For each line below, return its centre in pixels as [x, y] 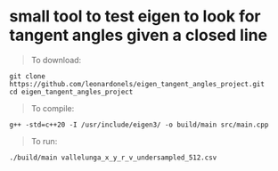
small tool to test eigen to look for [135, 16]
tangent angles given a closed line [139, 35]
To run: [44, 141]
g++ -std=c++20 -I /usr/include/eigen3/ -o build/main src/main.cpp [139, 125]
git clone [28, 76]
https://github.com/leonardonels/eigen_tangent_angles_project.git [137, 84]
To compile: [53, 108]
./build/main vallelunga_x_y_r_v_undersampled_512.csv [113, 158]
